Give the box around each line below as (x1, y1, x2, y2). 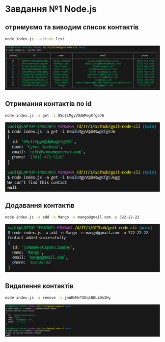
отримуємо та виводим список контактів (5, 23, 139, 31)
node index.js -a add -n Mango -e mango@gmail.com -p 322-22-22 (5, 215, 139, 220)
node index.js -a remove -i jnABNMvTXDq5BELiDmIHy (5, 295, 111, 300)
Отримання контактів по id (5, 99, 92, 108)
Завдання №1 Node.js (5, 3, 97, 15)
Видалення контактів (5, 282, 74, 290)
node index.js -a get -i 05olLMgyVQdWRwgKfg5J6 (5, 113, 105, 118)
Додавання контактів (5, 201, 75, 209)
